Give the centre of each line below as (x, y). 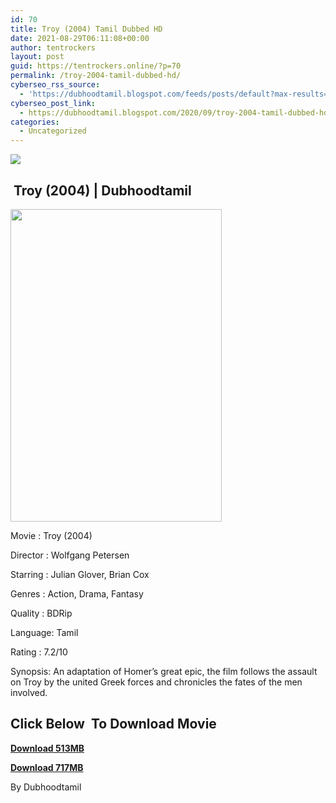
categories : (35, 122)
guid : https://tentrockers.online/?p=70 (96, 66)
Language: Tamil (44, 632)
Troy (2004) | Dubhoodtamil (102, 190)
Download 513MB (47, 748)
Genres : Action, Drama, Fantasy (77, 593)
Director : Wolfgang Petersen (70, 555)
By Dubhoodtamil (46, 787)
